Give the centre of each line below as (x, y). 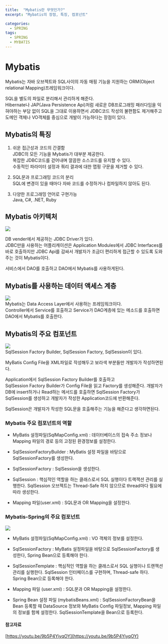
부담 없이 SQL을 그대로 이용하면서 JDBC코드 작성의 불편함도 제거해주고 (92, 111)
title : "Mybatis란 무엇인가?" (35, 10)
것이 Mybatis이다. (32, 258)
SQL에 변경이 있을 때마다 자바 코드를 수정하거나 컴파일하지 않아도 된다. (82, 183)
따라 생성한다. (26, 492)
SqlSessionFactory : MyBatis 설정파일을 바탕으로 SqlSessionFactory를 (83, 549)
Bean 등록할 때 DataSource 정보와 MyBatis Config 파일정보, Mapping (82, 606)
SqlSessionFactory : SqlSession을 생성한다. (56, 469)
